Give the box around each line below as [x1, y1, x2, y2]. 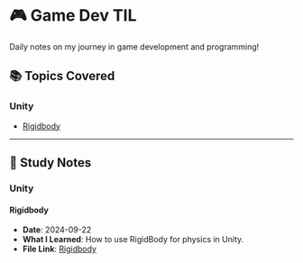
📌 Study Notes [9, 155, 92, 170]
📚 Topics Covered [9, 68, 115, 84]
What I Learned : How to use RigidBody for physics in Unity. [22, 234, 244, 245]
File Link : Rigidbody [22, 243, 97, 255]
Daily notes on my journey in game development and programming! [9, 41, 260, 52]
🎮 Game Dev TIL [9, 5, 137, 26]
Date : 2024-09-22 [22, 224, 92, 235]
